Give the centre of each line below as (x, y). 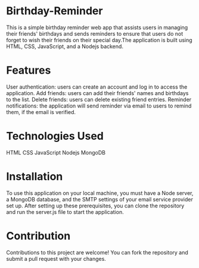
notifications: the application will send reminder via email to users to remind (99, 106)
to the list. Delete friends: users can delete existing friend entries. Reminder (99, 99)
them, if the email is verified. (41, 112)
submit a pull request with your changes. (56, 258)
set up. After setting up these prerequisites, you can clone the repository (95, 206)
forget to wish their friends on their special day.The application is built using (99, 40)
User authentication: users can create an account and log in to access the (97, 87)
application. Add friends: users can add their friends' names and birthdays (97, 93)
